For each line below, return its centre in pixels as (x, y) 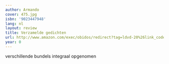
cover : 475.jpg (21, 14)
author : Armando (22, 10)
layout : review (21, 28)
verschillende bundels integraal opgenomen (51, 56)
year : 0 (13, 42)
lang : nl (14, 24)
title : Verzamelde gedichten (36, 33)
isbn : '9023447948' (26, 19)
